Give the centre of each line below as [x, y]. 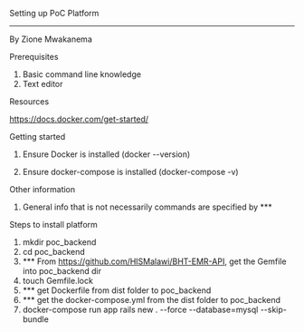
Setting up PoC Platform [54, 13]
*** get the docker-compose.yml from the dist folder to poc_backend [152, 300]
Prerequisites [34, 57]
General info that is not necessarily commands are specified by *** [147, 207]
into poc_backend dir [62, 271]
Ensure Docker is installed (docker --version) [106, 154]
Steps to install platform [53, 225]
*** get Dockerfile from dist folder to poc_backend [117, 290]
